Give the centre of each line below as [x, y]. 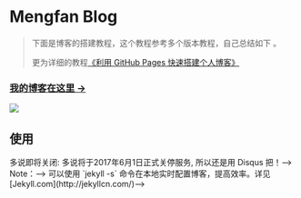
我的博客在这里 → [48, 88]
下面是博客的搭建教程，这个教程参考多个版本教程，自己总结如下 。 [156, 43]
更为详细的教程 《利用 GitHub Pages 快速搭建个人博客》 [135, 62]
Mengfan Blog [64, 17]
